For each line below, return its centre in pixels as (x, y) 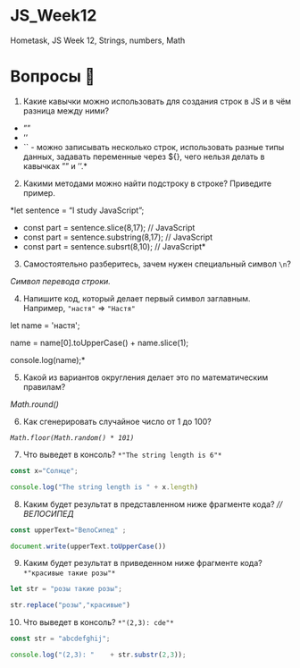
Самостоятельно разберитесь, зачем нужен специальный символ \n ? (157, 264)
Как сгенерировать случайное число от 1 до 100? (117, 421)
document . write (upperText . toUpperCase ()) (88, 546)
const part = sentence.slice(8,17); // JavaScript (109, 227)
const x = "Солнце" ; (44, 470)
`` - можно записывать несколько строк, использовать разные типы (154, 147)
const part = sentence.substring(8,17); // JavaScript (118, 237)
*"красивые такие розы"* (69, 573)
